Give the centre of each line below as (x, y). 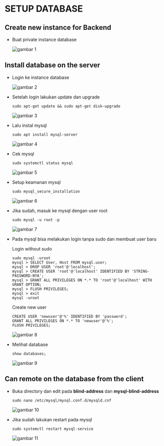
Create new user (29, 307)
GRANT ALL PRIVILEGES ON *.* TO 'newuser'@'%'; (63, 321)
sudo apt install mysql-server (45, 134)
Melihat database (30, 344)
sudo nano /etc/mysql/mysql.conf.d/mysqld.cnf (62, 400)
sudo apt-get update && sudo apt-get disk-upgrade (66, 106)
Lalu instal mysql (29, 125)
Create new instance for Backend (58, 28)
